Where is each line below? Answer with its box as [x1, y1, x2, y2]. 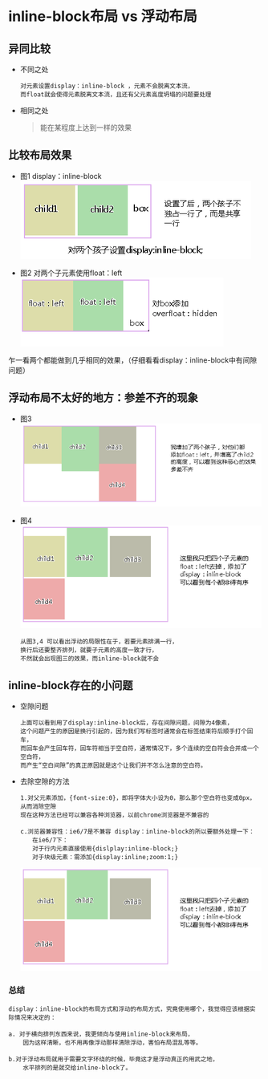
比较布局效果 [8, 148, 72, 162]
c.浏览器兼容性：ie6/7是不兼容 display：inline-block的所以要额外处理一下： [19, 828, 255, 836]
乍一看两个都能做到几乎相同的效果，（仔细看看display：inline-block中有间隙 [8, 355, 258, 365]
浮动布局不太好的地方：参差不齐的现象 [8, 391, 198, 405]
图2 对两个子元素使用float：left [19, 268, 123, 278]
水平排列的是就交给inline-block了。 [22, 1064, 132, 1072]
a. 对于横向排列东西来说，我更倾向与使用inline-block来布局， [8, 1030, 194, 1038]
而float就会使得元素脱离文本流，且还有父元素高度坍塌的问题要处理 [19, 91, 212, 99]
